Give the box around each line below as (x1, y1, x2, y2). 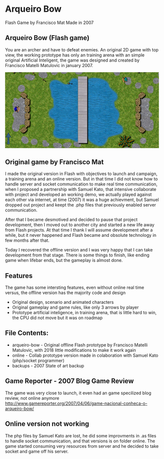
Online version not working (5, 420, 89, 428)
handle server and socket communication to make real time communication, (5, 181, 158, 187)
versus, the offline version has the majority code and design (5, 290, 126, 296)
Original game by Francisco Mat (5, 158, 104, 166)
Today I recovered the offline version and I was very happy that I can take (5, 247, 153, 253)
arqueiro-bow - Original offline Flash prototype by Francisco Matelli (12, 342, 148, 348)
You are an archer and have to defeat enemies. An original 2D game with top (5, 46, 159, 52)
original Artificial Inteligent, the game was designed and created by (5, 57, 140, 63)
